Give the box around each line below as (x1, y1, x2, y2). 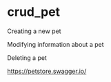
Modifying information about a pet (7, 40, 104, 48)
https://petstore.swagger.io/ (7, 67, 87, 75)
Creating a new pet (7, 27, 61, 35)
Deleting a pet (7, 53, 47, 62)
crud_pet (7, 4, 61, 20)
